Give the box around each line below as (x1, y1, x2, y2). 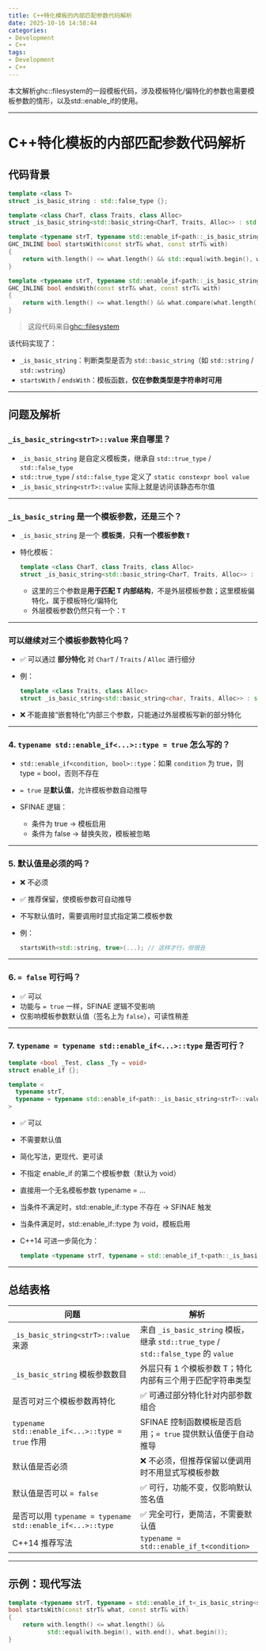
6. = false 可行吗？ (8, 972, 82, 983)
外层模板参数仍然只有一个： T (31, 605, 126, 615)
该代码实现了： (8, 339, 57, 347)
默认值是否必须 (12, 1461, 69, 1472)
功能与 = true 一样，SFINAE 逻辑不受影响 (19, 1001, 156, 1011)
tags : (8, 48, 26, 56)
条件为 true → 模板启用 (31, 819, 107, 829)
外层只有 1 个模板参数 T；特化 (139, 1362, 253, 1373)
